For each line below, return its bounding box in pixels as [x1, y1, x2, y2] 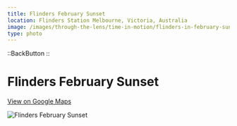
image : [7, 23, 27, 30]
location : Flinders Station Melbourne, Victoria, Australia [7, 17, 188, 24]
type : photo [7, 30, 42, 37]
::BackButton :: [7, 49, 50, 58]
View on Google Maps [7, 97, 72, 106]
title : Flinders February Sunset [7, 10, 106, 18]
